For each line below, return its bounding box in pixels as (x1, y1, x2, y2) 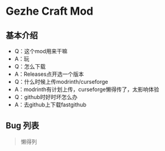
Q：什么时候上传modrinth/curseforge (14, 78, 108, 85)
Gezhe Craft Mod (5, 4, 94, 18)
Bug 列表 (5, 120, 40, 131)
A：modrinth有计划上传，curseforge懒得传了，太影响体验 (14, 86, 160, 93)
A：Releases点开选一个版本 (14, 70, 84, 78)
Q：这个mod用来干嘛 (14, 48, 68, 54)
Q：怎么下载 (14, 63, 46, 70)
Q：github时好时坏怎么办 (14, 94, 78, 100)
